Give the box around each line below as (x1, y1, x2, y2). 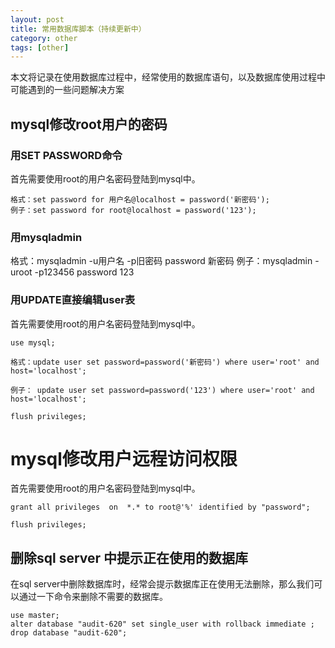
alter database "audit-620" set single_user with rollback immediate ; (10, 619, 315, 630)
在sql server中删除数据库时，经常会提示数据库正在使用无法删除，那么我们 (10, 578, 315, 590)
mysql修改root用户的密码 (10, 116, 168, 133)
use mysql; (10, 337, 56, 348)
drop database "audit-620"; (10, 628, 128, 638)
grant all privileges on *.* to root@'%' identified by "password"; (10, 502, 311, 513)
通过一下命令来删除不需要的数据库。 (18, 591, 168, 603)
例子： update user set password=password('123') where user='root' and (10, 385, 315, 395)
